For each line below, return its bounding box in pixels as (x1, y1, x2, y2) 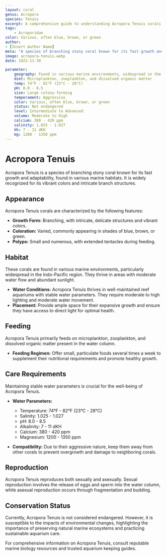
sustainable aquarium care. (5, 531, 61, 537)
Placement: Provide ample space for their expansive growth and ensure (12, 302, 160, 308)
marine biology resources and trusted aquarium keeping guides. (5, 546, 137, 552)
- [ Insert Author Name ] (5, 44, 55, 49)
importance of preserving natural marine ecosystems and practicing (5, 525, 145, 531)
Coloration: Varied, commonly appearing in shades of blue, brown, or (12, 228, 155, 234)
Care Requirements (5, 370, 66, 378)
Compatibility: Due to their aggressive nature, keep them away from (12, 444, 153, 450)
